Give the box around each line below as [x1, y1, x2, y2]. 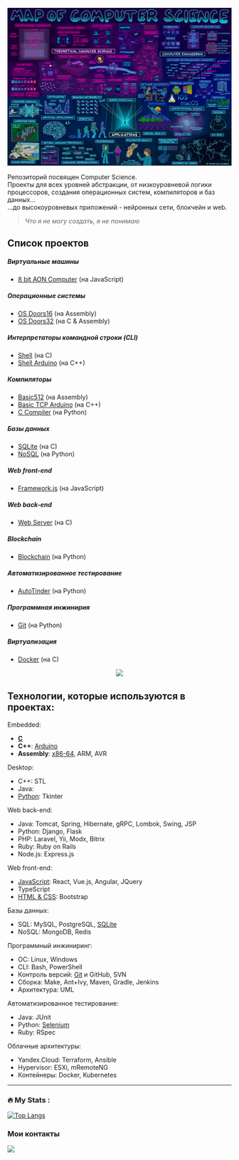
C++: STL [17, 777, 46, 785]
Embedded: [7, 720, 41, 729]
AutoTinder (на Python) [17, 586, 87, 595]
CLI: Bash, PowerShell [17, 962, 83, 971]
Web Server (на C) [17, 518, 73, 527]
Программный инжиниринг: [7, 941, 92, 949]
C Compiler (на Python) [17, 408, 87, 417]
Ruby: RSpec [17, 1028, 55, 1036]
